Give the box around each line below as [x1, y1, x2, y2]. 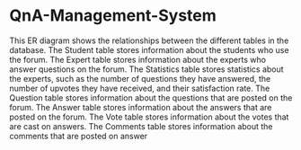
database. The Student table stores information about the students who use [9, 44, 289, 55]
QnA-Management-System [9, 5, 217, 26]
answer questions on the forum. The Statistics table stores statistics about [9, 64, 285, 75]
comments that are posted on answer [9, 130, 148, 141]
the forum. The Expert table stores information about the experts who [9, 54, 267, 65]
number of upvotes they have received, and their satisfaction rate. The [9, 83, 270, 93]
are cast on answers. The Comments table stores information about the [9, 120, 273, 131]
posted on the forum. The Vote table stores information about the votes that [9, 111, 289, 122]
